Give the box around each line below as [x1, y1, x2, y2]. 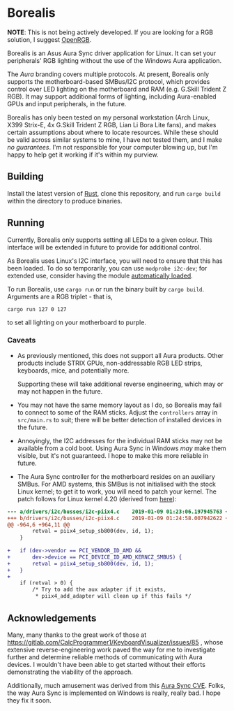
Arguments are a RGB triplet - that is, [7, 292, 113, 301]
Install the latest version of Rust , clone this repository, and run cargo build [7, 189, 221, 197]
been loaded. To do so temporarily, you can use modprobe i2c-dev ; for [7, 264, 208, 272]
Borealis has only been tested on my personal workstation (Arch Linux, [7, 113, 210, 122]
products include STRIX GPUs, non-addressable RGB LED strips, [17, 359, 203, 367]
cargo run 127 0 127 [7, 306, 68, 313]
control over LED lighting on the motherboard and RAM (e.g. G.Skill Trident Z [7, 85, 227, 93]
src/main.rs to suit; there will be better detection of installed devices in [17, 415, 221, 424]
